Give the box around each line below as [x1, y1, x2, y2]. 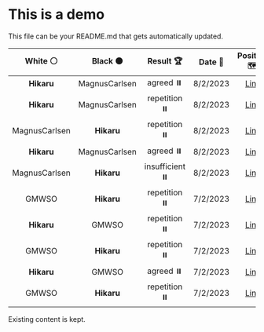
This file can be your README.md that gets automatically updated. [8, 31, 224, 41]
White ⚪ [24, 55, 58, 66]
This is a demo [8, 5, 104, 24]
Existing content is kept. [8, 314, 86, 323]
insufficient [144, 161, 186, 172]
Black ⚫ [91, 55, 123, 66]
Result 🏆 [147, 55, 183, 66]
